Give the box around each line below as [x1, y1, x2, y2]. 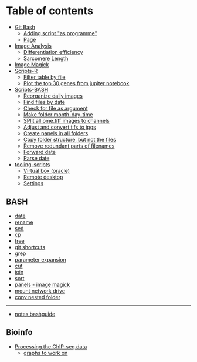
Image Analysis [14, 42, 52, 49]
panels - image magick [14, 281, 70, 288]
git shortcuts [14, 243, 46, 250]
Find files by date [23, 98, 66, 105]
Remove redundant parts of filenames [23, 142, 115, 149]
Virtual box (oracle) [23, 167, 70, 174]
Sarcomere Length [23, 55, 69, 62]
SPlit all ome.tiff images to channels [23, 117, 110, 124]
